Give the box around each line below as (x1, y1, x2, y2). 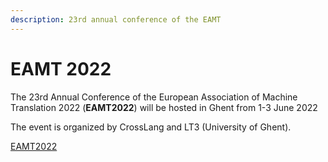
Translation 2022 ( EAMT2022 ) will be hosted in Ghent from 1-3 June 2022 (10, 101, 318, 113)
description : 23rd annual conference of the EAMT (10, 14, 222, 25)
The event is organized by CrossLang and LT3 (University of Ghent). (10, 121, 292, 133)
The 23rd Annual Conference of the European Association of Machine (10, 91, 298, 103)
